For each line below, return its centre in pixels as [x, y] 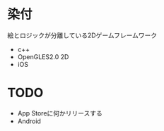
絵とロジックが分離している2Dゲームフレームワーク [82, 35]
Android [29, 121]
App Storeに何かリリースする [60, 113]
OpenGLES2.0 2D [43, 56]
